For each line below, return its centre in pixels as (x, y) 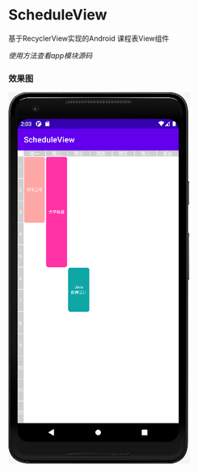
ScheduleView (58, 15)
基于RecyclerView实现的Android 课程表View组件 (89, 38)
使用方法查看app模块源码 (51, 55)
